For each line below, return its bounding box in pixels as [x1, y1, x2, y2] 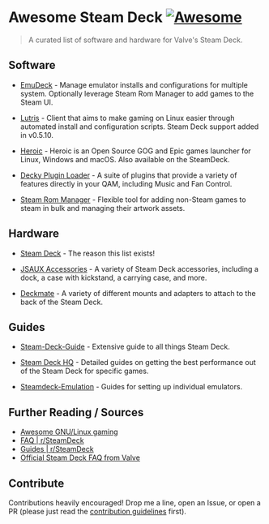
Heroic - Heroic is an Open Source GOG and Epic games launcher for [19, 146, 251, 156]
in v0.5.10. [19, 130, 54, 140]
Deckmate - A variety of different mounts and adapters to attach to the [19, 288, 257, 298]
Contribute [8, 476, 65, 490]
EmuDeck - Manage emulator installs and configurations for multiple [19, 79, 249, 89]
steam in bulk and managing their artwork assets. [19, 203, 186, 213]
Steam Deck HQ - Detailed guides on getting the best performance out [19, 358, 257, 367]
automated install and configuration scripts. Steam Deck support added [19, 122, 259, 131]
